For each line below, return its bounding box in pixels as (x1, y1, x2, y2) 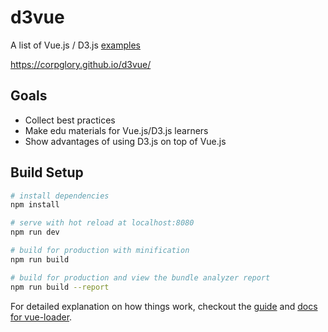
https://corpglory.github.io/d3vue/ (10, 58, 152, 70)
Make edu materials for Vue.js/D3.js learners (24, 124, 209, 136)
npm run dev (10, 227, 60, 238)
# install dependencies (10, 191, 110, 201)
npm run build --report (10, 282, 110, 292)
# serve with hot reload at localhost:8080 (10, 218, 195, 228)
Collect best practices (24, 114, 116, 126)
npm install (10, 200, 60, 210)
